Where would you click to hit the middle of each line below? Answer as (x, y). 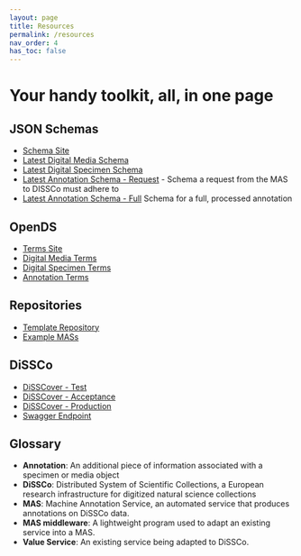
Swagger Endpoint (57, 415)
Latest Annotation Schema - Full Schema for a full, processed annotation (157, 198)
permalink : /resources (52, 34)
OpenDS (33, 227)
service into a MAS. (59, 533)
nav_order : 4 (34, 43)
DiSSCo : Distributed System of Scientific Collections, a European (143, 485)
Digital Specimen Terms (67, 268)
